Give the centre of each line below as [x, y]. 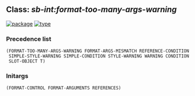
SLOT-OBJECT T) [27, 61]
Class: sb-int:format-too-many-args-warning [91, 10]
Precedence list [29, 39]
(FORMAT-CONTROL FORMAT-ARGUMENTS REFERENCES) [64, 88]
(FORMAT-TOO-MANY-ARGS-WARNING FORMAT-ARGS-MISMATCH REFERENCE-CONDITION [98, 51]
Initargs [17, 76]
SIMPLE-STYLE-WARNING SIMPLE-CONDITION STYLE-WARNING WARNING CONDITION [99, 56]
